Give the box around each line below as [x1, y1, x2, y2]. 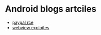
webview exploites [12, 24, 50, 30]
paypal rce [12, 19, 34, 25]
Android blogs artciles [5, 3, 97, 15]
